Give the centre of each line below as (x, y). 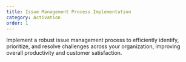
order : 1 (17, 23)
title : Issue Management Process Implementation (69, 12)
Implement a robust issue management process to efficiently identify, (93, 40)
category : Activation (34, 17)
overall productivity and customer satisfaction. (64, 53)
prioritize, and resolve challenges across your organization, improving (93, 46)
